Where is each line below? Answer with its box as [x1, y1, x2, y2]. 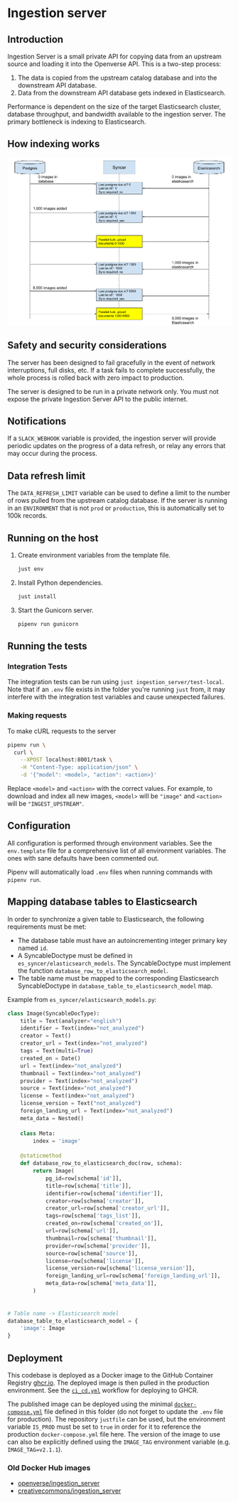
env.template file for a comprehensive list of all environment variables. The [7, 846, 227, 855]
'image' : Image [20, 1325, 65, 1332]
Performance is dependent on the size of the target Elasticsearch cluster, [7, 102, 222, 111]
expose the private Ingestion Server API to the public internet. [7, 395, 188, 403]
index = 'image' [33, 1137, 81, 1144]
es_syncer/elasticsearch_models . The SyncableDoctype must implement [17, 959, 231, 967]
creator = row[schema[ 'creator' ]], [45, 1197, 144, 1205]
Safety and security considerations [7, 339, 167, 351]
